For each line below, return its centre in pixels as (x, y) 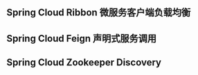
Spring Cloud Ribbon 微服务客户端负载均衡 (99, 13)
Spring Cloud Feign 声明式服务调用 (82, 39)
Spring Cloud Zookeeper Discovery (84, 62)
